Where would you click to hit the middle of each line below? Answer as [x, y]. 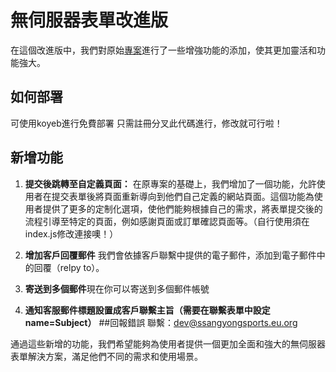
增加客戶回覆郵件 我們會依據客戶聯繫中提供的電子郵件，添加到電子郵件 [170, 255]
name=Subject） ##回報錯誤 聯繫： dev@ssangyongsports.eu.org [161, 322]
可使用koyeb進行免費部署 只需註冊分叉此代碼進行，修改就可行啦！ [146, 123]
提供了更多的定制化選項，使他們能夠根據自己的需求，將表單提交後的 [182, 208]
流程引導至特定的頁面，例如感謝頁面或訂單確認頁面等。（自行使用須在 [167, 221]
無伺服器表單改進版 [89, 20]
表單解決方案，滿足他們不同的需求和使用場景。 [106, 356]
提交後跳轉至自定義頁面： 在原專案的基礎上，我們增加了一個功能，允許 [170, 183]
